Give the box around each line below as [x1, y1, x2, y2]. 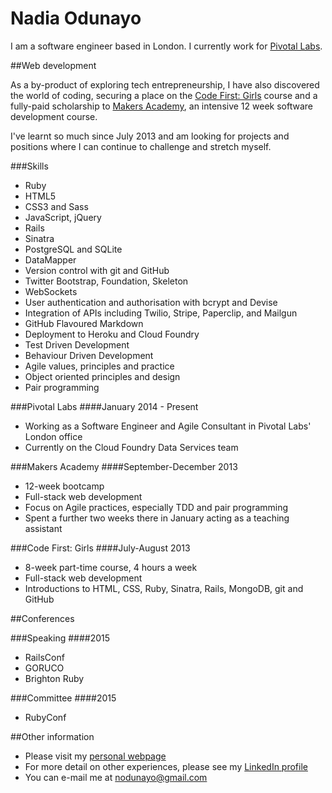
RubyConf [24, 711, 67, 723]
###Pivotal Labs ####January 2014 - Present [10, 400, 199, 412]
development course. [10, 110, 98, 122]
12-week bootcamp [24, 480, 105, 492]
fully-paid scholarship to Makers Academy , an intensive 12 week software [10, 100, 313, 112]
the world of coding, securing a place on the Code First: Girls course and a [10, 89, 318, 101]
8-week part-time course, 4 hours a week [24, 561, 198, 573]
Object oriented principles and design [24, 370, 181, 382]
